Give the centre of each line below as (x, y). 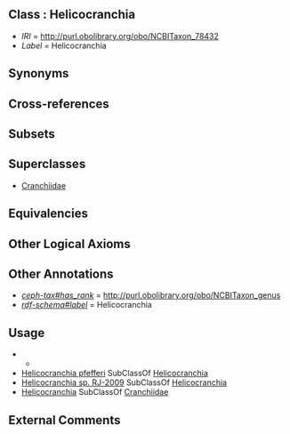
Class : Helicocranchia (72, 15)
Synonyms (39, 73)
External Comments (64, 420)
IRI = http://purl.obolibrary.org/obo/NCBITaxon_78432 (120, 36)
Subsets (32, 134)
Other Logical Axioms (69, 244)
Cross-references (59, 104)
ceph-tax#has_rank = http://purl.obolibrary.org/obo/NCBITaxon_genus (151, 295)
